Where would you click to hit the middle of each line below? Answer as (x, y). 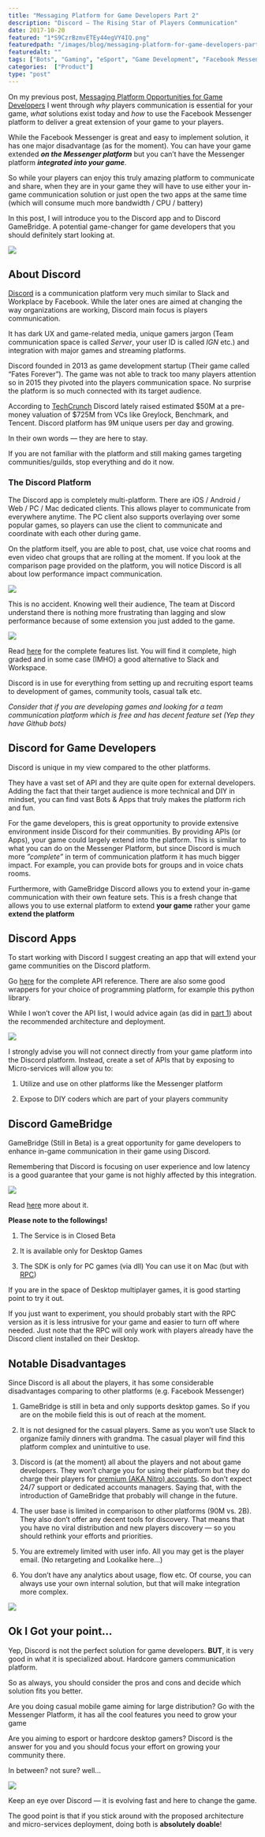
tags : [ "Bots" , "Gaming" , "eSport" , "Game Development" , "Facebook (121, 60)
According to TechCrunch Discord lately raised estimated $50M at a (119, 407)
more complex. (44, 1591)
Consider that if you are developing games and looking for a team (116, 707)
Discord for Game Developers (82, 748)
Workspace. (28, 667)
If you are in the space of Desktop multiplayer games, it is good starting (124, 1290)
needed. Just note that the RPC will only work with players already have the (131, 1330)
